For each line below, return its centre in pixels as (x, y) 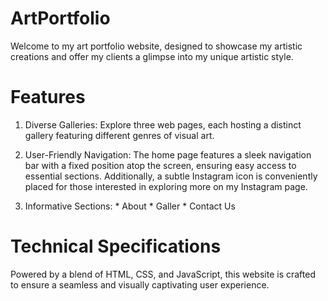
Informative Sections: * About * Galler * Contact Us (130, 206)
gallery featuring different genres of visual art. (119, 135)
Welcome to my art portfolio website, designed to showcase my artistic (156, 46)
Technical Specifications (116, 246)
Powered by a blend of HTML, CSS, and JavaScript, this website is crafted (163, 274)
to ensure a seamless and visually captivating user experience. (140, 284)
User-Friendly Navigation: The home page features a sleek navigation (168, 154)
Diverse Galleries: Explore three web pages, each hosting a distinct (163, 124)
